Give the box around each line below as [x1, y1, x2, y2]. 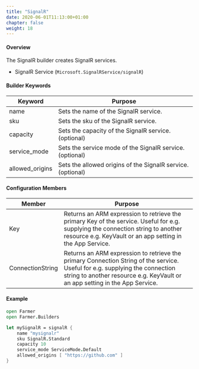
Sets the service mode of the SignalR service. [58, 143, 185, 152]
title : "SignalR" [6, 8, 49, 15]
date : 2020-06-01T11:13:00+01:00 [6, 14, 89, 20]
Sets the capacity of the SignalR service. [58, 126, 171, 134]
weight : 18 [6, 25, 33, 31]
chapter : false [6, 20, 44, 26]
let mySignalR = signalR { [6, 324, 73, 330]
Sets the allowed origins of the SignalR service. [58, 160, 189, 169]
